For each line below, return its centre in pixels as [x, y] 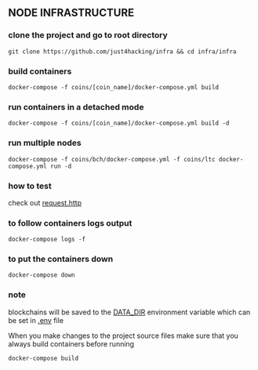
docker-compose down [42, 275]
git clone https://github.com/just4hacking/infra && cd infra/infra [122, 51]
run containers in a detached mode [76, 107]
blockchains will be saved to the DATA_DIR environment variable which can [129, 312]
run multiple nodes [45, 143]
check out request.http [45, 202]
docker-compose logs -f [47, 239]
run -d [61, 166]
